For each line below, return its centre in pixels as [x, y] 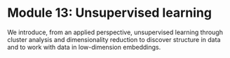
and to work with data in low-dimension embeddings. [84, 47]
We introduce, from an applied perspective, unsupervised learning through [115, 32]
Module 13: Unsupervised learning [110, 13]
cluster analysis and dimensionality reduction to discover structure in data [114, 39]
